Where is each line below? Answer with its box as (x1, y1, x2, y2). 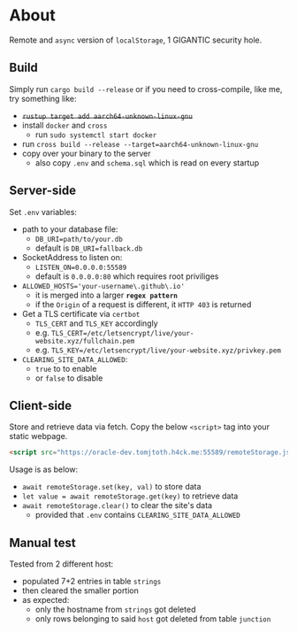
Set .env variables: (9, 206, 78, 217)
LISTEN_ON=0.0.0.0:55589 (34, 263, 127, 272)
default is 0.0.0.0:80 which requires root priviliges (34, 271, 219, 282)
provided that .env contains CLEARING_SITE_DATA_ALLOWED (34, 510, 240, 521)
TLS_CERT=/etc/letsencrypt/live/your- (51, 328, 194, 337)
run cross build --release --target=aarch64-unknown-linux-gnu (21, 138, 259, 149)
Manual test (9, 535, 77, 550)
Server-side (9, 183, 77, 198)
